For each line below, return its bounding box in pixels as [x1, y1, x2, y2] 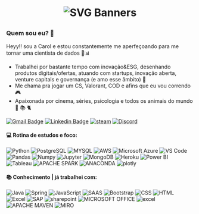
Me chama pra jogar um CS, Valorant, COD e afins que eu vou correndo [14, 82, 191, 89]
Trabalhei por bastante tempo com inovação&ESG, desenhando [14, 63, 171, 70]
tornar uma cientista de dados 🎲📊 [6, 49, 91, 56]
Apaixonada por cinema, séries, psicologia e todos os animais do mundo [14, 97, 193, 104]
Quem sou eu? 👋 [6, 29, 55, 37]
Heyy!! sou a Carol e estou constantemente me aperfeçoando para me [6, 42, 179, 50]
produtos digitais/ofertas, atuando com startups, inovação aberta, [14, 69, 177, 77]
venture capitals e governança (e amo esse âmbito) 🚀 [14, 75, 146, 83]
